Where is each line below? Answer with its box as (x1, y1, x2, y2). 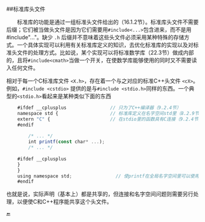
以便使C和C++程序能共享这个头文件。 (16, 198, 112, 205)
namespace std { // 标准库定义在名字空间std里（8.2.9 (17, 110, 195, 116)
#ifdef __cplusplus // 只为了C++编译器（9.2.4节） (17, 105, 181, 111)
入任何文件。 (6, 64, 38, 72)
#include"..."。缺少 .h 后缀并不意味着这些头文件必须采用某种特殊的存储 (6, 34, 184, 41)
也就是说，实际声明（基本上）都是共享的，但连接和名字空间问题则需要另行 (6, 190, 193, 198)
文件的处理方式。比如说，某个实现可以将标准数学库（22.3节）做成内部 (16, 49, 194, 56)
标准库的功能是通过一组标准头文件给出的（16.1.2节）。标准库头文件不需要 (17, 18, 199, 26)
